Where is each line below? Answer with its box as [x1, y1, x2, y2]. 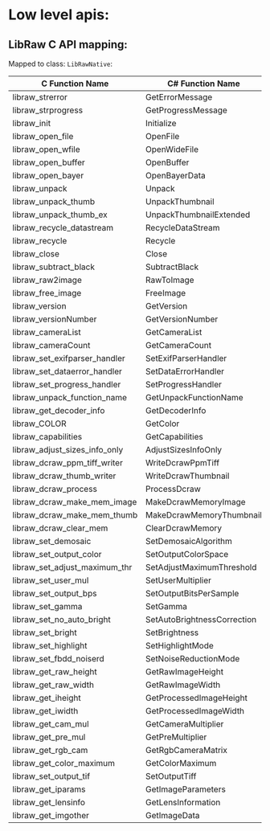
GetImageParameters [145, 784, 227, 795]
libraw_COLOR [12, 418, 67, 429]
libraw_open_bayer [12, 170, 84, 181]
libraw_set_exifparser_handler [12, 353, 126, 363]
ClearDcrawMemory [145, 522, 223, 534]
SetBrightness [145, 627, 199, 638]
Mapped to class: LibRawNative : [8, 59, 113, 68]
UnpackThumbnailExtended [145, 209, 251, 220]
